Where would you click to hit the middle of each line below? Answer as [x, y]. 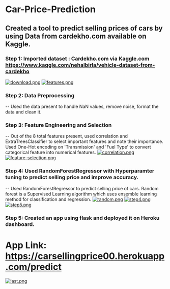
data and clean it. [23, 112]
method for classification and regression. [48, 199]
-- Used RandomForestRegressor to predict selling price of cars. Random [82, 188]
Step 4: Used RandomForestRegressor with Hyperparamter [80, 171]
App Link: [26, 245]
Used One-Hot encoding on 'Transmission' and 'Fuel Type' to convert [78, 147]
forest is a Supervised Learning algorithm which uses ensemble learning [81, 194]
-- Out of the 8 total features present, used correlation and [67, 136]
